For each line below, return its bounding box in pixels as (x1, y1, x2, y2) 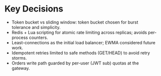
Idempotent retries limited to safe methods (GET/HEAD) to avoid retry (11, 50, 150, 56)
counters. (29, 35, 48, 40)
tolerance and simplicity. (11, 24, 61, 30)
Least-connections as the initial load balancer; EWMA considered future (11, 39, 156, 45)
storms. (11, 55, 27, 61)
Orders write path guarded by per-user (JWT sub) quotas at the (11, 60, 139, 66)
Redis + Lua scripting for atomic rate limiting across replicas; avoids (11, 29, 147, 35)
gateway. (11, 65, 30, 71)
